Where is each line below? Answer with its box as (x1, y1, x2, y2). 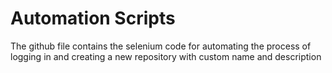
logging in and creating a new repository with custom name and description (10, 50, 322, 62)
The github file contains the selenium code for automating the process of (10, 40, 312, 52)
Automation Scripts (10, 7, 176, 30)
